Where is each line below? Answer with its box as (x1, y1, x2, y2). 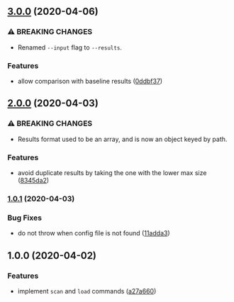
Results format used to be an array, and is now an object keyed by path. (17, 135, 228, 143)
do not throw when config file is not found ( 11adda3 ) (17, 229, 170, 237)
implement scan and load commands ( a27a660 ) (17, 286, 157, 295)
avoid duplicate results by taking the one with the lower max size (17, 168, 207, 177)
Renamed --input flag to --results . (17, 43, 123, 52)
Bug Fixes (7, 213, 43, 223)
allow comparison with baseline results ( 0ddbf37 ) (17, 77, 163, 85)
